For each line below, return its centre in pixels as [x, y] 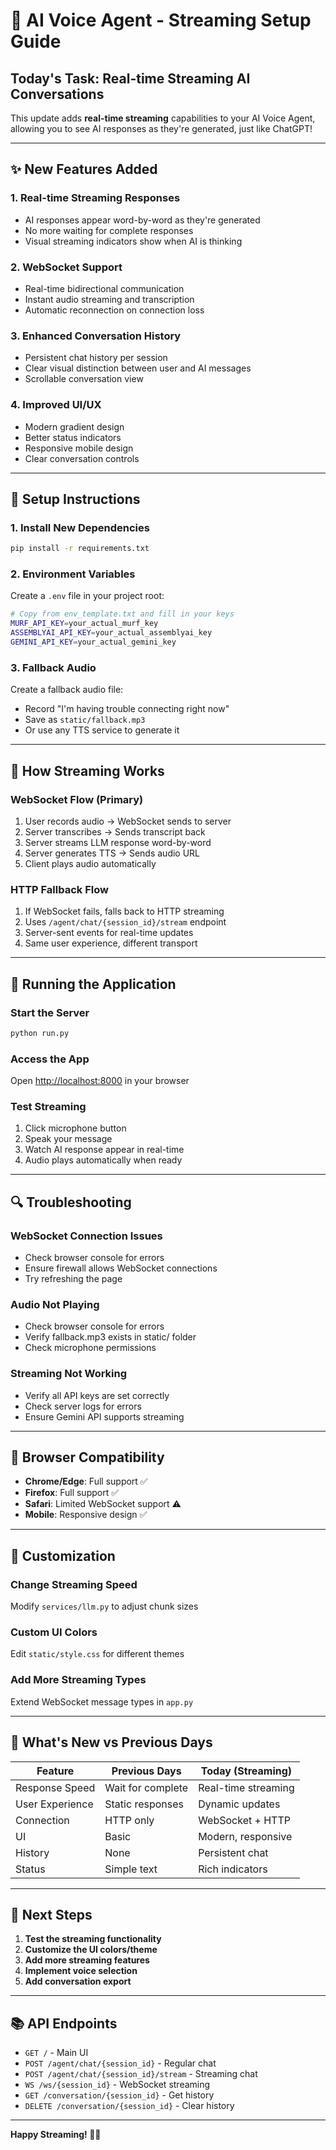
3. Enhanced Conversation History [96, 336]
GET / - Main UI [56, 2053]
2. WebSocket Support [66, 267]
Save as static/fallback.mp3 [85, 720]
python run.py [40, 1033]
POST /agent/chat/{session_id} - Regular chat [120, 2063]
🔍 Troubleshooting [71, 1202]
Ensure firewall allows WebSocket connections [121, 1268]
